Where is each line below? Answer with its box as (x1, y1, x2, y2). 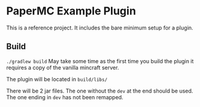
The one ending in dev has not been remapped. (6, 93, 124, 100)
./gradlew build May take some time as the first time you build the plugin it (6, 57, 194, 64)
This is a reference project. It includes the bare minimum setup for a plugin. (6, 24, 193, 31)
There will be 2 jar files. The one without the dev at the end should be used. (6, 87, 193, 94)
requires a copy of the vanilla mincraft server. (6, 64, 120, 71)
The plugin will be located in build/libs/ (6, 75, 108, 82)
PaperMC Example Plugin (6, 4, 137, 18)
